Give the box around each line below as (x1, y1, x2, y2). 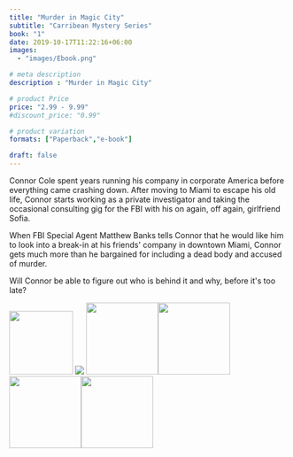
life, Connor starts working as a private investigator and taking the (9, 194, 251, 205)
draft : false (9, 151, 58, 160)
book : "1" (9, 29, 46, 38)
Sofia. (9, 213, 31, 223)
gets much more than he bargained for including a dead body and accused (9, 249, 282, 259)
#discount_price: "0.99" (9, 111, 101, 120)
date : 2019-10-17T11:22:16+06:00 (9, 37, 133, 47)
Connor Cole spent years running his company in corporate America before (9, 175, 285, 186)
